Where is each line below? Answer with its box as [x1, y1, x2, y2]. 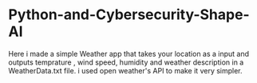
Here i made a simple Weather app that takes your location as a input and [8, 49, 250, 58]
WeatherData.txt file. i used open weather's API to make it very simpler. [8, 65, 243, 75]
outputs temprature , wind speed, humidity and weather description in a [8, 57, 244, 67]
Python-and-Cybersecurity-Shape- [8, 6, 250, 24]
